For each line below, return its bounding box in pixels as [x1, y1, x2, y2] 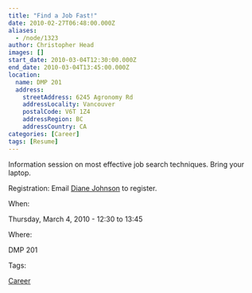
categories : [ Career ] [8, 130, 80, 138]
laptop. [8, 168, 32, 178]
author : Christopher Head [8, 41, 94, 49]
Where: [8, 229, 33, 239]
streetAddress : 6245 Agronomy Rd [22, 93, 134, 101]
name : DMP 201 [15, 78, 62, 86]
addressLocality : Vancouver [22, 100, 115, 108]
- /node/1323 [15, 33, 59, 42]
